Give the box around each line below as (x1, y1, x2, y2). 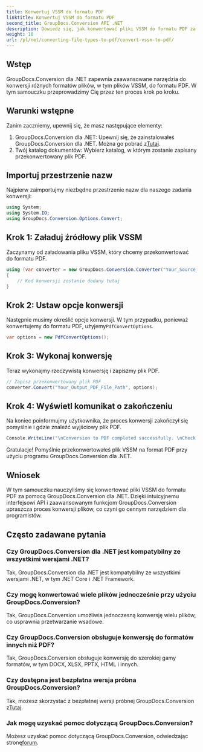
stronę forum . (6, 739, 39, 746)
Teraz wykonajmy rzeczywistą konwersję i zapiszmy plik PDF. (6, 367, 160, 374)
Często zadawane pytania (6, 530, 106, 540)
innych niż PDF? (6, 641, 54, 649)
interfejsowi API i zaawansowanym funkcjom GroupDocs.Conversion (6, 499, 177, 507)
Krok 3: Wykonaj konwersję (6, 351, 112, 361)
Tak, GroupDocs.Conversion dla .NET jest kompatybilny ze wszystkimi (6, 569, 181, 576)
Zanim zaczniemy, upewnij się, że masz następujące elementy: (6, 122, 163, 129)
